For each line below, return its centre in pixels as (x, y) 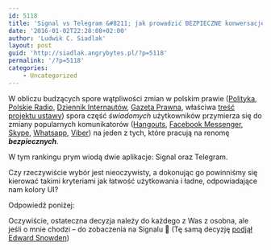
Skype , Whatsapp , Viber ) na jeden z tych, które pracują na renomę (119, 133)
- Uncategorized (50, 76)
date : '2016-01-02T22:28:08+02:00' (68, 31)
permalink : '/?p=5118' (46, 61)
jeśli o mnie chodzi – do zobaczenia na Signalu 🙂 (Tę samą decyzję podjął (130, 229)
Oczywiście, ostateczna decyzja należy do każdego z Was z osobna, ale (129, 220)
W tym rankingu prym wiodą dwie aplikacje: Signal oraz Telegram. (118, 157)
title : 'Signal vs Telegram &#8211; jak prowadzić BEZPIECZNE (115, 23)
